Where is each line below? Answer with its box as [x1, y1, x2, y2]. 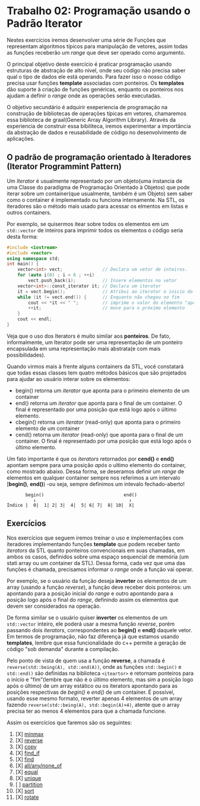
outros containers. [7, 209, 52, 216]
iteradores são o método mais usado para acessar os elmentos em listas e [7, 202, 189, 210]
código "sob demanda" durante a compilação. [7, 645, 120, 652]
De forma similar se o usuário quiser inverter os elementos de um [7, 614, 168, 621]
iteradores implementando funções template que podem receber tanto [7, 540, 180, 547]
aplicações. [7, 135, 35, 142]
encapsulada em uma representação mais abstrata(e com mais [7, 345, 161, 352]
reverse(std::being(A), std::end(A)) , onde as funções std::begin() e [7, 663, 182, 670]
